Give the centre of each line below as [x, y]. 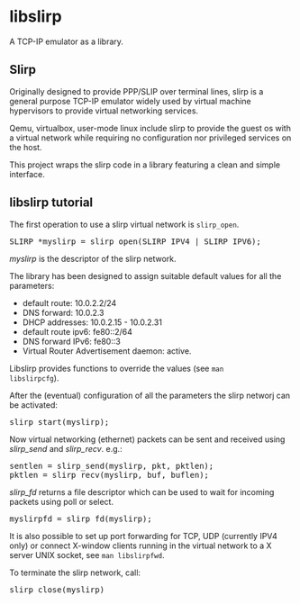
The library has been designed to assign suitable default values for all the [145, 275]
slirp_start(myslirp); [59, 422]
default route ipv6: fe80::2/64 [77, 331]
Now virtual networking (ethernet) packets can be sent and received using [147, 439]
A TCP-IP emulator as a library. [67, 41]
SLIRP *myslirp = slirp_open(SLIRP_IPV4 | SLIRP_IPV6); [135, 241]
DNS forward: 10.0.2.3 [64, 312]
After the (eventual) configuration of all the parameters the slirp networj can [150, 395]
